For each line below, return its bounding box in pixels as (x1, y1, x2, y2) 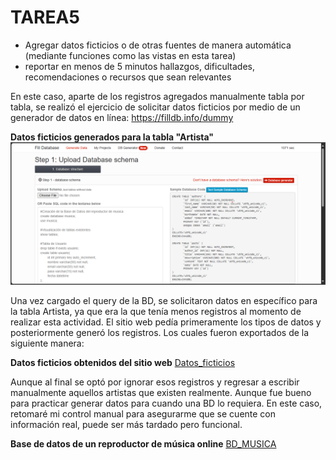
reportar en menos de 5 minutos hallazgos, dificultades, (24, 60, 255, 72)
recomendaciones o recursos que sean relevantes (24, 71, 232, 83)
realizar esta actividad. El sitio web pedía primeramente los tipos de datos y (10, 316, 322, 328)
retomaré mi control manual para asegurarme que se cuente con (10, 408, 277, 420)
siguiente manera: (10, 337, 85, 350)
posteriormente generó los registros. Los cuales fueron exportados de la (10, 327, 310, 339)
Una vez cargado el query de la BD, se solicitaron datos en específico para (10, 295, 318, 307)
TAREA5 (10, 6, 80, 29)
